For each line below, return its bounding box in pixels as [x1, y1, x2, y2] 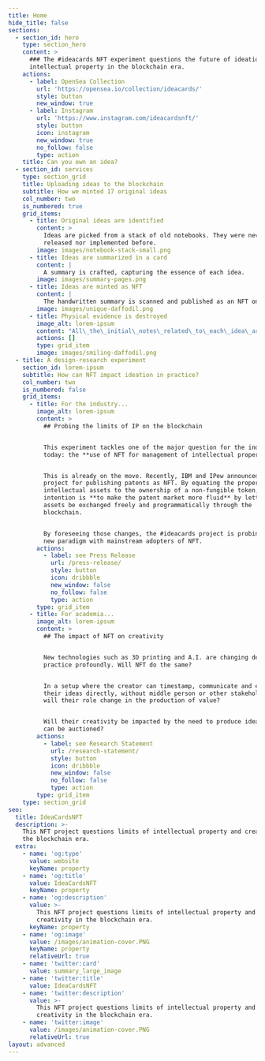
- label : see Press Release [43, 551, 136, 560]
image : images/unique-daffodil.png [36, 304, 154, 312]
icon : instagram [36, 129, 90, 136]
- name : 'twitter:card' [22, 960, 101, 968]
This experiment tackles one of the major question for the [43, 443, 245, 451]
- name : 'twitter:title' [22, 974, 104, 982]
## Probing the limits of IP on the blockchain [43, 422, 203, 430]
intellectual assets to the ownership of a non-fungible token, [43, 487, 259, 495]
